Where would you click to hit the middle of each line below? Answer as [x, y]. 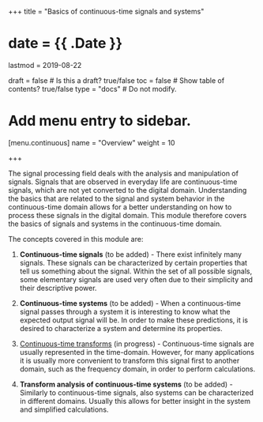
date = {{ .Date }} [66, 43]
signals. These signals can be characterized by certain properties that [133, 262]
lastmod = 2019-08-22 [45, 65]
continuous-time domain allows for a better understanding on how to [120, 207]
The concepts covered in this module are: [76, 239]
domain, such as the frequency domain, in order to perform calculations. [137, 369]
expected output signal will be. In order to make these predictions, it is [134, 320]
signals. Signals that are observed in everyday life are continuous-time [123, 182]
